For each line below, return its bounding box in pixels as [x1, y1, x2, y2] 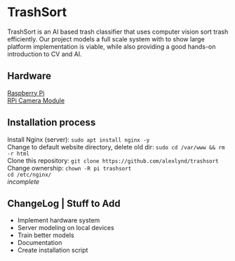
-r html [7, 150, 30, 157]
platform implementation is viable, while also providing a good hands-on [7, 42, 216, 51]
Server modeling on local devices [17, 224, 114, 232]
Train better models [17, 231, 75, 239]
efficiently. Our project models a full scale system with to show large [7, 34, 205, 43]
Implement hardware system [17, 216, 100, 225]
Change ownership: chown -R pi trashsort [7, 163, 132, 172]
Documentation [17, 239, 62, 247]
